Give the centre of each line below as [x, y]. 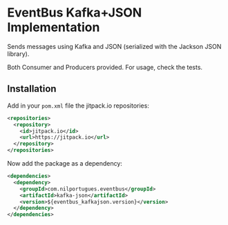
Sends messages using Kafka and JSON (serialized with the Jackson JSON [114, 46]
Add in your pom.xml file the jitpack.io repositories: [78, 106]
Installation [32, 89]
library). [18, 54]
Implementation [54, 27]
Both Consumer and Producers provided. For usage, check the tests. [105, 67]
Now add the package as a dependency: [65, 163]
